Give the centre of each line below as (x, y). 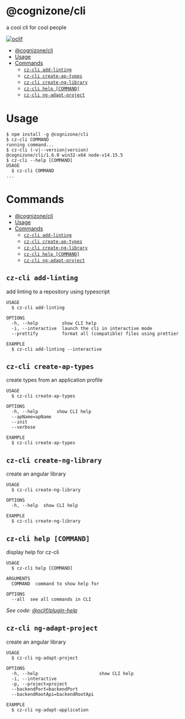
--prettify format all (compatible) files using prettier (95, 334)
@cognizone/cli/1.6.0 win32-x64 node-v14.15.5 (65, 155)
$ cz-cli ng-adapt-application (50, 710)
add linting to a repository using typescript (58, 292)
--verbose (23, 427)
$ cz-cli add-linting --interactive (57, 349)
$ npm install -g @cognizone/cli (47, 134)
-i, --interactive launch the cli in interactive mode (82, 328)
